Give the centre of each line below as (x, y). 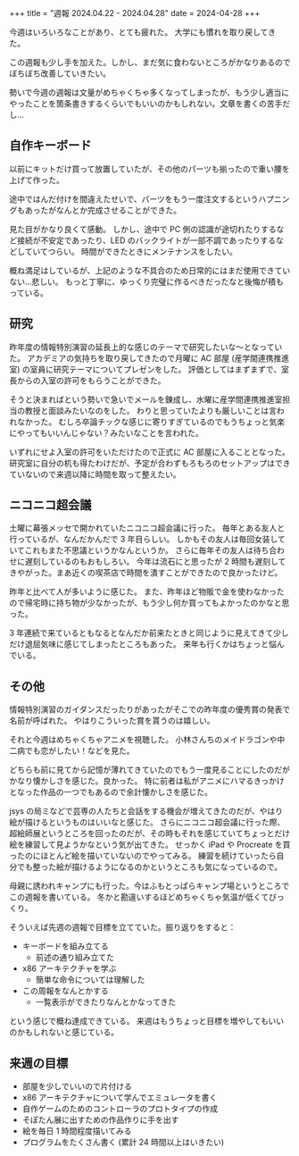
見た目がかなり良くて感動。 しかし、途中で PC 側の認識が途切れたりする (143, 229)
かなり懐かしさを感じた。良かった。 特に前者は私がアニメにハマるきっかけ (147, 781)
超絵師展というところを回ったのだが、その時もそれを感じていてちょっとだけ (150, 833)
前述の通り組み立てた (75, 958)
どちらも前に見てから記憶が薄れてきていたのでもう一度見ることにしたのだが (149, 770)
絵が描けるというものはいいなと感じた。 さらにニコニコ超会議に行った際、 (147, 822)
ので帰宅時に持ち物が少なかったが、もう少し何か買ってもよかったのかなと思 (149, 603)
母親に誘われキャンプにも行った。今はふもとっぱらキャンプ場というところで (149, 886)
